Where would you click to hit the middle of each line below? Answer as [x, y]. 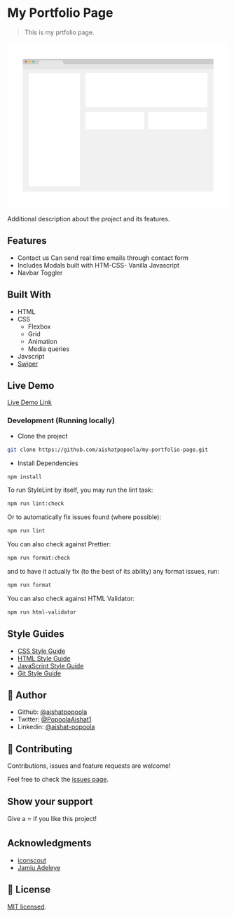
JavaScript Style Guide [50, 666]
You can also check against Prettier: [59, 544]
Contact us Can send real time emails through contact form [103, 258]
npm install [25, 477]
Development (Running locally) [61, 420]
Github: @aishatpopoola [52, 712]
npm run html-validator [42, 612]
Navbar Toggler [40, 273]
